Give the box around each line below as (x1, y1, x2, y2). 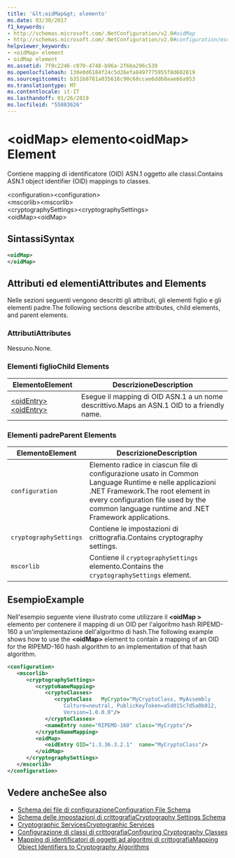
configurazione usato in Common (89, 469, 199, 479)
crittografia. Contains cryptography (89, 533, 204, 542)
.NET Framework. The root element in (89, 486, 211, 496)
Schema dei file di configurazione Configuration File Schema (17, 806, 191, 814)
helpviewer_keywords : (7, 43, 71, 50)
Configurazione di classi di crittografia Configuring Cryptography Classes (17, 827, 228, 836)
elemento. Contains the (89, 561, 164, 571)
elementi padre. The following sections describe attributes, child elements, (7, 304, 220, 312)
